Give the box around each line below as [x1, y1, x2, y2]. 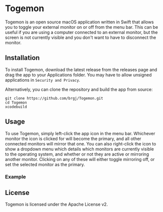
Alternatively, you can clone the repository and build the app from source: [5, 86, 153, 92]
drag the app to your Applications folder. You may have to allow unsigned [5, 71, 152, 78]
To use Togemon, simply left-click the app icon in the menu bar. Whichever [5, 130, 156, 136]
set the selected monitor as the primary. [5, 161, 85, 167]
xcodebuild [5, 104, 27, 109]
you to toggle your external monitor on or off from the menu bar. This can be [5, 24, 158, 30]
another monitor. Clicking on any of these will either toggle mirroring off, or [5, 156, 155, 162]
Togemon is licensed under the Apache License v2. [5, 201, 108, 207]
